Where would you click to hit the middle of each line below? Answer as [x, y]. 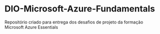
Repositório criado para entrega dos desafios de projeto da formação [74, 22]
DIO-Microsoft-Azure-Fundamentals [80, 9]
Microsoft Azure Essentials [31, 27]
